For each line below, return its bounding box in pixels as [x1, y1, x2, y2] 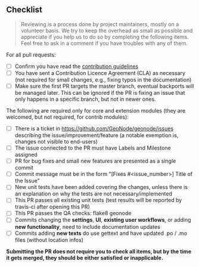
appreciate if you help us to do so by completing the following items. [20, 33, 189, 41]
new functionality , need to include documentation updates [14, 223, 161, 230]
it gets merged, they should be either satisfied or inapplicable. [6, 254, 164, 261]
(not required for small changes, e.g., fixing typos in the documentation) [14, 76, 192, 83]
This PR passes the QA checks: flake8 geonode [14, 210, 132, 217]
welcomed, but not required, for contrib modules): [6, 113, 129, 120]
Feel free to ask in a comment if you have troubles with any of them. [20, 39, 188, 46]
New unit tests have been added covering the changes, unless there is [14, 184, 188, 191]
